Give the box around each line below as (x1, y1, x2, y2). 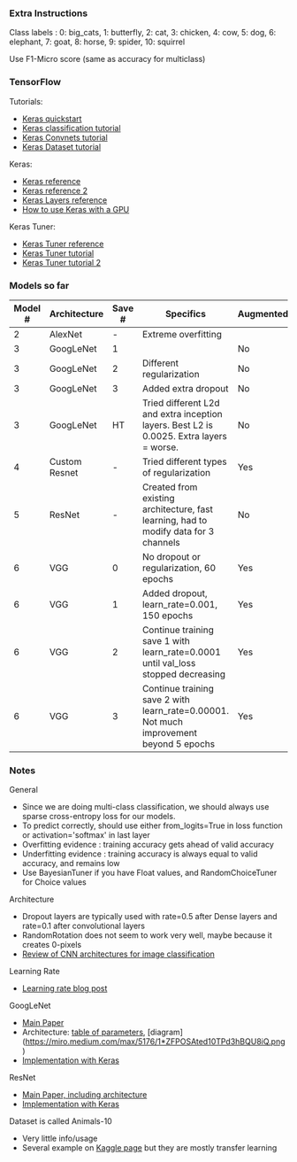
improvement (141, 726, 197, 739)
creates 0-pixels (21, 940, 82, 950)
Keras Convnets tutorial (21, 132, 108, 143)
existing (141, 492, 175, 504)
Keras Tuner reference (21, 238, 104, 249)
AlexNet (49, 328, 82, 340)
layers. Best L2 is (141, 419, 214, 431)
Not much (141, 716, 184, 728)
